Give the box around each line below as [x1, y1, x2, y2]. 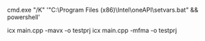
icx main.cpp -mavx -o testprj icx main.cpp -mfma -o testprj [7, 27, 177, 34]
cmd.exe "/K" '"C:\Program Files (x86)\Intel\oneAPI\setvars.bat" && [7, 6, 198, 14]
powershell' [7, 13, 41, 21]
